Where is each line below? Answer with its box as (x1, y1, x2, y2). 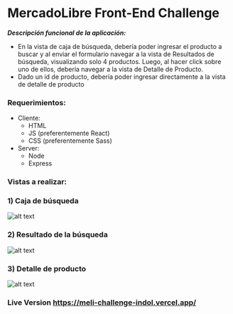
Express (28, 159, 53, 168)
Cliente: (17, 114, 40, 122)
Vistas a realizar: (7, 177, 67, 187)
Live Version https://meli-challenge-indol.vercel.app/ (7, 297, 197, 307)
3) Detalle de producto (7, 264, 87, 274)
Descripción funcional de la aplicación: (7, 28, 126, 37)
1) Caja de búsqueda (7, 196, 80, 206)
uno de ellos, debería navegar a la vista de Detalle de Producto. (17, 65, 204, 73)
